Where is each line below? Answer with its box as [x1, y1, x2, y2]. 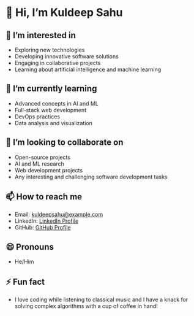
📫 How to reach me [6, 191, 83, 202]
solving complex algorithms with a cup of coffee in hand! [14, 303, 159, 310]
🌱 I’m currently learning [6, 83, 97, 94]
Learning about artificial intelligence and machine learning [14, 66, 162, 73]
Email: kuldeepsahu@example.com [14, 211, 103, 218]
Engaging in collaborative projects [14, 60, 101, 66]
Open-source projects [14, 153, 71, 161]
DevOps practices [14, 113, 61, 120]
